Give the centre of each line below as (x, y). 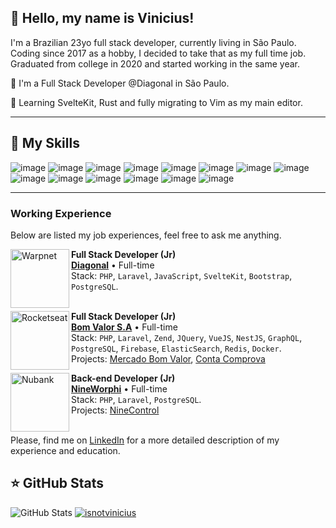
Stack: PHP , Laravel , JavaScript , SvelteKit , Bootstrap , (182, 275)
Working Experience (61, 213)
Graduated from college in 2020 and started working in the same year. (155, 63)
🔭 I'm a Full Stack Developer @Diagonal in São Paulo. (120, 83)
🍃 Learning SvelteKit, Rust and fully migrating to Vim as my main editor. (156, 102)
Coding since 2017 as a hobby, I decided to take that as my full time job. (158, 53)
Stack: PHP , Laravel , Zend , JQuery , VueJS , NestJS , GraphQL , (187, 337)
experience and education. (65, 450)
